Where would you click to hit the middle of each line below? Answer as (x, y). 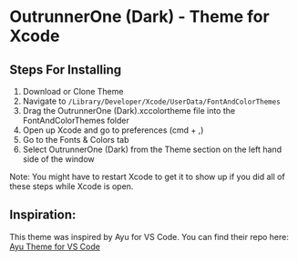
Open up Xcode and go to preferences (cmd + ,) (113, 130)
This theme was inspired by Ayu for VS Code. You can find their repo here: (149, 236)
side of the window (59, 159)
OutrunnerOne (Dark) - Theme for (140, 17)
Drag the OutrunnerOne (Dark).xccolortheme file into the (128, 110)
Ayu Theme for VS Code (55, 246)
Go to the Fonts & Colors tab (76, 140)
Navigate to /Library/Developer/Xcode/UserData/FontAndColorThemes (151, 101)
